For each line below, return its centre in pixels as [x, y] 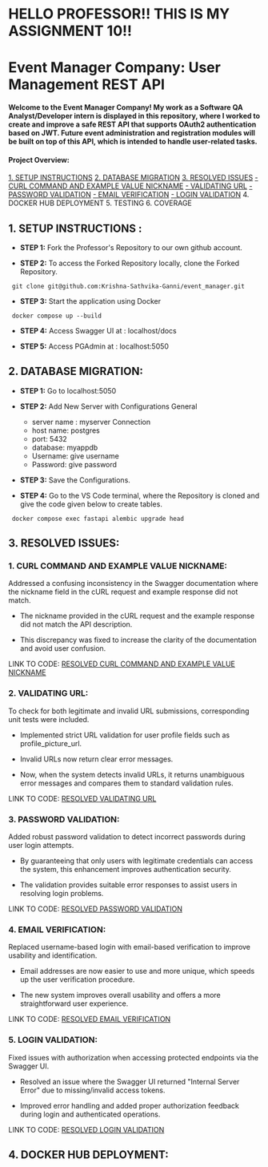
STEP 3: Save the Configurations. [75, 480]
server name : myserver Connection [91, 422]
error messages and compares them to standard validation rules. [126, 783]
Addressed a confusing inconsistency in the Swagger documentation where [133, 583]
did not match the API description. [76, 624]
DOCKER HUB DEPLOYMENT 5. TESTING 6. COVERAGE [100, 203]
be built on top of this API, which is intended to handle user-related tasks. [133, 141]
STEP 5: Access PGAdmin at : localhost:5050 [94, 346]
